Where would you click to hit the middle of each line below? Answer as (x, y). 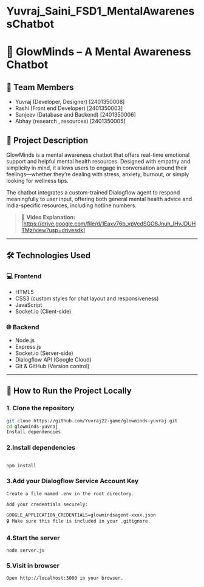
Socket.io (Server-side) (44, 353)
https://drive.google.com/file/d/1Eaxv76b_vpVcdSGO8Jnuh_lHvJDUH (110, 224)
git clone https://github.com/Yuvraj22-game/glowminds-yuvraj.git (92, 421)
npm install (21, 465)
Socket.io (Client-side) (43, 311)
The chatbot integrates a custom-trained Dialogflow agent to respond (93, 192)
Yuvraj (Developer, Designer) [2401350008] (70, 102)
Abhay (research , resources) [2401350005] (70, 121)
